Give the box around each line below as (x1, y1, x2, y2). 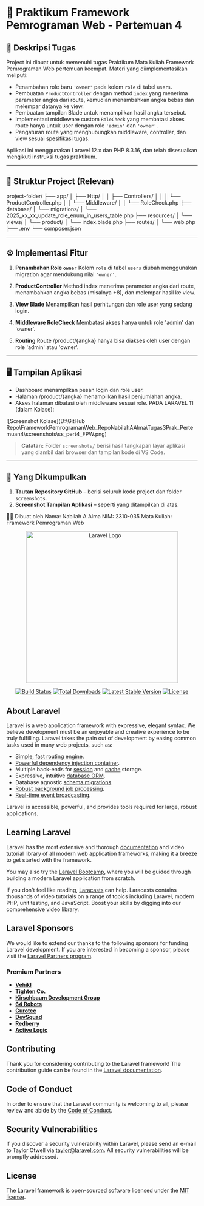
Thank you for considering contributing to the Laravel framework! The (6, 1060, 181, 1067)
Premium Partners (6, 967, 61, 976)
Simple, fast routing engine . (15, 753, 84, 761)
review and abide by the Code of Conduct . (6, 1106, 112, 1114)
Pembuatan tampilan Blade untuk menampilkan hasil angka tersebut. (15, 109, 187, 116)
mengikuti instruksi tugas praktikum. (6, 153, 97, 160)
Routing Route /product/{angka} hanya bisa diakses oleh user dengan (15, 337, 191, 344)
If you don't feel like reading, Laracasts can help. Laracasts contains (6, 886, 177, 893)
